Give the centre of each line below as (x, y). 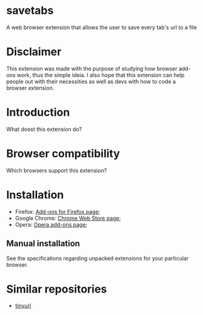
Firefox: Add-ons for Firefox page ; (58, 211)
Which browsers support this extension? (57, 170)
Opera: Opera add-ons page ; (51, 224)
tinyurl (23, 306)
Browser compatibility (63, 154)
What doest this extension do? (44, 129)
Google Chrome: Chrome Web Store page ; (68, 218)
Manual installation (43, 244)
